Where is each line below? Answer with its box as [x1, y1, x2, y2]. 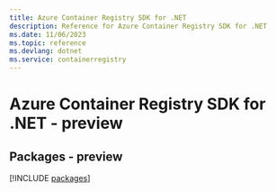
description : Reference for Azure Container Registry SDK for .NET [9, 22, 268, 31]
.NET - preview [9, 114, 123, 133]
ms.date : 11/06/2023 [9, 30, 87, 39]
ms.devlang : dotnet [9, 47, 83, 56]
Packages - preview [9, 149, 123, 164]
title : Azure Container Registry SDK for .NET [9, 13, 187, 23]
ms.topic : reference [9, 38, 87, 48]
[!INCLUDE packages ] [9, 173, 91, 183]
